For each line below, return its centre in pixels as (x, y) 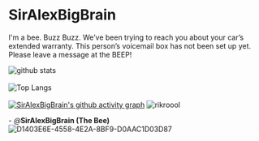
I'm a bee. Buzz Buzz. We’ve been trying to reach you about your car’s (126, 37)
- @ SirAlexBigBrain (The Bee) (59, 120)
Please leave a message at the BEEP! (70, 54)
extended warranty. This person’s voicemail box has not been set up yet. (130, 45)
